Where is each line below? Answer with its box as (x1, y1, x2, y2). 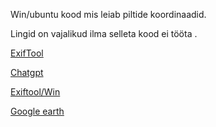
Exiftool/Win (10, 86, 61, 98)
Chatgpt (10, 67, 44, 78)
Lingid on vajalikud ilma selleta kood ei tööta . (10, 28, 198, 39)
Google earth (10, 105, 65, 117)
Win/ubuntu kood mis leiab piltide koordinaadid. (10, 9, 207, 20)
